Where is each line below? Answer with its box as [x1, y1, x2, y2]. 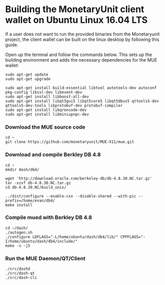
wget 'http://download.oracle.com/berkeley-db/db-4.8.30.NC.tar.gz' [5, 176, 152, 181]
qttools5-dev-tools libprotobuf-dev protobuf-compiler [5, 103, 123, 108]
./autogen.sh [5, 230, 33, 235]
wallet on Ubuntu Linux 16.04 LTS [5, 14, 148, 26]
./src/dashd [5, 266, 30, 271]
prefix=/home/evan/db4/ [5, 198, 56, 203]
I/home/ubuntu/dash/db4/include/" [5, 239, 78, 244]
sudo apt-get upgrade [5, 76, 51, 81]
